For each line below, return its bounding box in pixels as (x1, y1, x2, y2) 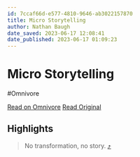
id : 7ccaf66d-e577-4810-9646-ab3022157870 (7, 10, 133, 17)
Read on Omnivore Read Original (7, 103, 101, 112)
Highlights (7, 123, 54, 135)
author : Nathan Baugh (7, 23, 71, 30)
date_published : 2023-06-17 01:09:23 (7, 36, 118, 43)
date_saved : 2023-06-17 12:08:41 (7, 29, 105, 37)
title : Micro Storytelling (7, 17, 86, 24)
